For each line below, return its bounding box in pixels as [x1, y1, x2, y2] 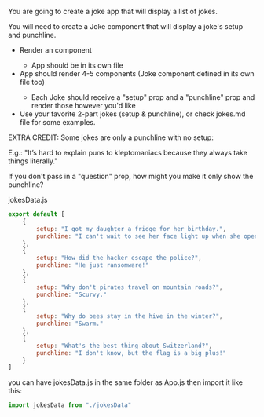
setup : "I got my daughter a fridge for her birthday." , [36, 225, 226, 232]
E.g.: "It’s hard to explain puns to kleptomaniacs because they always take [8, 148, 247, 157]
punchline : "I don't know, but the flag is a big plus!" [36, 349, 226, 357]
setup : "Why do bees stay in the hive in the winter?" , [36, 313, 223, 320]
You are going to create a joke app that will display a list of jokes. [8, 7, 218, 16]
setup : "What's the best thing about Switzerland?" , [36, 342, 213, 349]
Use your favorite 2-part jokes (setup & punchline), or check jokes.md [19, 109, 246, 119]
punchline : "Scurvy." [36, 291, 108, 298]
